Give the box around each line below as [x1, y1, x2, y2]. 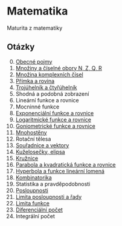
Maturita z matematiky [7, 24, 63, 32]
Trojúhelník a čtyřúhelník [15, 84, 77, 91]
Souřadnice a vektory [15, 141, 69, 149]
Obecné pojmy [15, 58, 53, 65]
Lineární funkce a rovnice [15, 96, 79, 104]
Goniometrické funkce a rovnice [15, 122, 95, 130]
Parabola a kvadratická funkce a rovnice [15, 161, 117, 168]
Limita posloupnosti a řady [15, 193, 82, 201]
